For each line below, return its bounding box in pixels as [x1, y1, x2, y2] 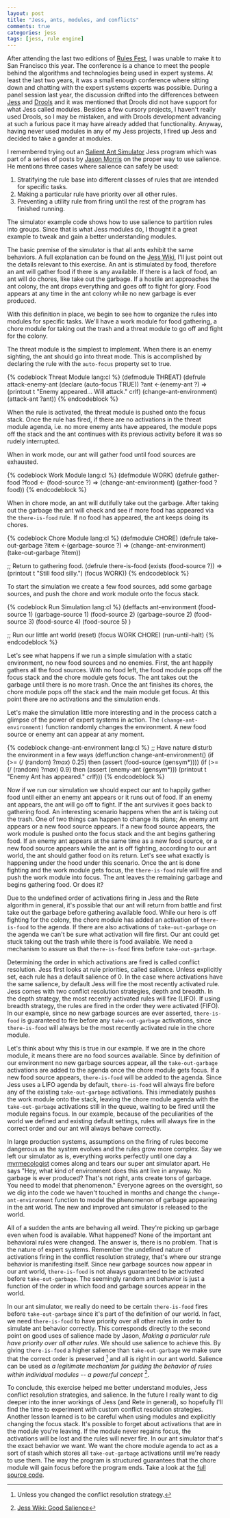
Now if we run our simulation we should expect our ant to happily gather [7, 786, 211, 794]
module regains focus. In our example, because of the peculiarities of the [7, 1110, 214, 1118]
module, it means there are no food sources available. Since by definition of [7, 1051, 220, 1060]
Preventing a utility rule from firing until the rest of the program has [16, 197, 206, 206]
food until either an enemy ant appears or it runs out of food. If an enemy [7, 793, 213, 802]
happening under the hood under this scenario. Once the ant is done [7, 859, 201, 867]
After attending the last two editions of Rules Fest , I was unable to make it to [7, 54, 222, 62]
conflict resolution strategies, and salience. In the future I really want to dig [7, 1391, 218, 1399]
